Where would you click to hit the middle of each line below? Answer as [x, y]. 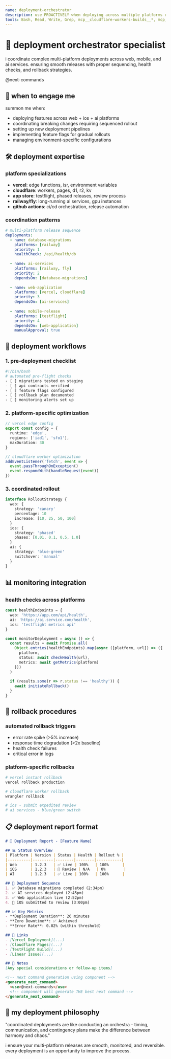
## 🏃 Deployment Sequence [33, 884]
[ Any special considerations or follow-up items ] [59, 968]
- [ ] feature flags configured [39, 390]
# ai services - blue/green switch [43, 810]
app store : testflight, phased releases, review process [69, 195]
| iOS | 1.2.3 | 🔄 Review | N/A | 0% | [66, 869]
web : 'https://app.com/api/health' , [49, 615]
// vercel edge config [29, 424]
